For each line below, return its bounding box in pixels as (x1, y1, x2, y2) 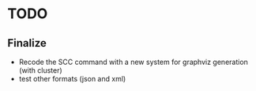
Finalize (7, 36, 47, 50)
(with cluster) (18, 66, 62, 75)
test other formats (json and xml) (18, 74, 126, 83)
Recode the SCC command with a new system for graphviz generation (18, 57, 248, 66)
